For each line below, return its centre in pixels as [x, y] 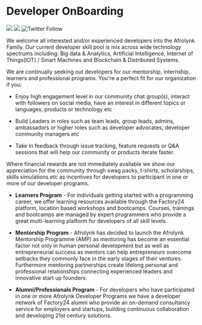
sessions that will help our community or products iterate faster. [95, 152]
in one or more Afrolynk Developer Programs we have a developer [98, 296]
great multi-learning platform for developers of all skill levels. [91, 221]
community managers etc [47, 134]
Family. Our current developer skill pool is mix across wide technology [94, 47]
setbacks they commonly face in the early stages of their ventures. [99, 258]
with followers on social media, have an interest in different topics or [100, 103]
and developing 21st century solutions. [63, 315]
